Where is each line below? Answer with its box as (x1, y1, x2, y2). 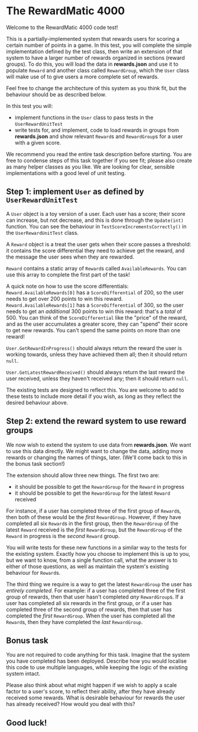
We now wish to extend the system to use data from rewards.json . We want (6, 441, 191, 448)
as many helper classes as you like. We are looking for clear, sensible (6, 163, 175, 170)
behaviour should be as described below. (6, 91, 106, 98)
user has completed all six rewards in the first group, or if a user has (6, 599, 173, 606)
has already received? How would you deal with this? (6, 701, 135, 708)
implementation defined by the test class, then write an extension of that (6, 47, 183, 55)
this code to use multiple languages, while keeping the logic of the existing (6, 664, 188, 671)
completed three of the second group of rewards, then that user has (6, 606, 172, 613)
